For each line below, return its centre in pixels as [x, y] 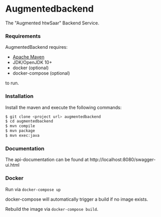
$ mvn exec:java [22, 136]
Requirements [23, 36]
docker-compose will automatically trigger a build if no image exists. [77, 199]
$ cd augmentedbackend [29, 121]
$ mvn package [20, 131]
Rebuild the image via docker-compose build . [52, 209]
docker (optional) [31, 68]
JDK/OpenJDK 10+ [32, 63]
